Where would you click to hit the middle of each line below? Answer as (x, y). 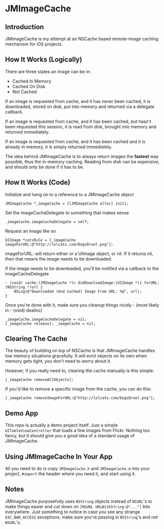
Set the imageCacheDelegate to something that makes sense (67, 212)
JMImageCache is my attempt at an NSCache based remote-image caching (82, 39)
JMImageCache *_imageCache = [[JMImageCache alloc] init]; (67, 204)
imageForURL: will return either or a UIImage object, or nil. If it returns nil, (79, 254)
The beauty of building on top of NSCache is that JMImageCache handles (80, 351)
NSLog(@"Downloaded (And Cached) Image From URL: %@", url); (78, 291)
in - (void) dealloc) (24, 310)
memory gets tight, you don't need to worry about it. (58, 361)
